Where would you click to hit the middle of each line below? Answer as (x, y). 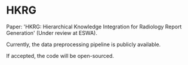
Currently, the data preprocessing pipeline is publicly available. (84, 44)
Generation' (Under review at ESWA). (52, 32)
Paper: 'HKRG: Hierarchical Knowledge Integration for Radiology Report (94, 27)
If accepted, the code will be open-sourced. (60, 56)
